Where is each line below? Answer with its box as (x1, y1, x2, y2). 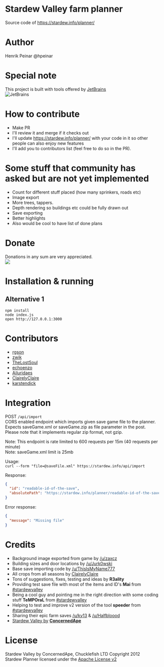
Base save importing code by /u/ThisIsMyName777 (12, 566, 116, 572)
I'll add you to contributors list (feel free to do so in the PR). (12, 145, 131, 151)
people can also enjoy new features (12, 140, 84, 146)
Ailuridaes (12, 370, 33, 376)
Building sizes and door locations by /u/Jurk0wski (12, 560, 112, 566)
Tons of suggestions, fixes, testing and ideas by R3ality (12, 576, 124, 582)
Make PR (12, 125, 30, 131)
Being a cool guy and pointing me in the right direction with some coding (12, 592, 159, 598)
